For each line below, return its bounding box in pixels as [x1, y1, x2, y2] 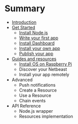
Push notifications [19, 82, 56, 88]
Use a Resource [19, 92, 52, 98]
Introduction [11, 19, 37, 25]
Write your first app [19, 35, 58, 41]
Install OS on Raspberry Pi [19, 61, 72, 67]
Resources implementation [19, 113, 73, 119]
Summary [4, 3, 45, 14]
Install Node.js [19, 30, 48, 35]
